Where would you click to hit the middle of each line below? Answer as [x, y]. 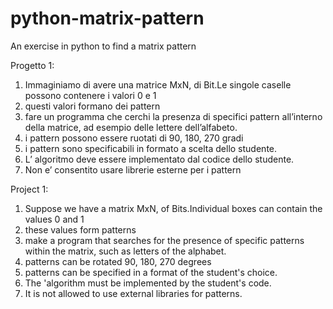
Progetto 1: [32, 65]
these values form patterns [80, 229]
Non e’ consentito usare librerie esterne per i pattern [133, 169]
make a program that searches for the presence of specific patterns [164, 240]
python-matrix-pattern [107, 18]
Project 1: [29, 189]
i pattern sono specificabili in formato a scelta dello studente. [151, 148]
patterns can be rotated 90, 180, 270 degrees [118, 261]
